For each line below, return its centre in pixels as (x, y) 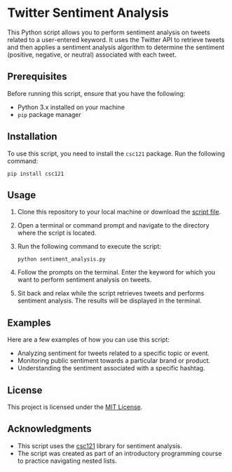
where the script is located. (57, 233)
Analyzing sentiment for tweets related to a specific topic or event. (114, 353)
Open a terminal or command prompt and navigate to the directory (113, 225)
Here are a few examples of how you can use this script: (89, 340)
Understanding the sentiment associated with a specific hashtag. (111, 368)
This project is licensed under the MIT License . (75, 407)
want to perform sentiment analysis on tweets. (84, 280)
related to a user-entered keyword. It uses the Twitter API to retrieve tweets (116, 39)
